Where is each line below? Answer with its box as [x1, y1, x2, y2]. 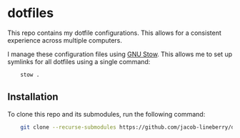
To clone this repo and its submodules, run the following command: [7, 110, 206, 118]
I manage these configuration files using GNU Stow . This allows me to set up [7, 50, 233, 58]
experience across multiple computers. [7, 36, 123, 44]
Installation [7, 91, 59, 103]
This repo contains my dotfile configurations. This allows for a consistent [7, 28, 221, 37]
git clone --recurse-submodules [20, 123, 116, 131]
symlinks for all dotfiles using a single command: [7, 57, 151, 65]
